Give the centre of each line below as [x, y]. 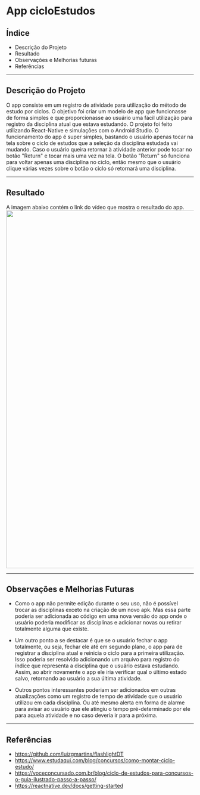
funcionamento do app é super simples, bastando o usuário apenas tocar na [100, 137]
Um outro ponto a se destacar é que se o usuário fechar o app [91, 641]
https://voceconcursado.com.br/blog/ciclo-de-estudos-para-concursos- [104, 773]
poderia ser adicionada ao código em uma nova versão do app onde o [101, 616]
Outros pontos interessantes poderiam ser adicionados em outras [95, 690]
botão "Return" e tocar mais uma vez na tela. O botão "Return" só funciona [98, 156]
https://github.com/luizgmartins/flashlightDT [69, 754]
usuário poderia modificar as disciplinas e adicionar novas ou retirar [98, 623]
